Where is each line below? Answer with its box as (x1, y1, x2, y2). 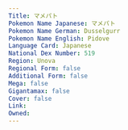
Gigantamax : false (8, 86, 70, 95)
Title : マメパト (8, 11, 59, 20)
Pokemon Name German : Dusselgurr (8, 27, 121, 35)
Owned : (8, 110, 31, 118)
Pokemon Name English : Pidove (8, 34, 110, 43)
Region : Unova (8, 57, 56, 65)
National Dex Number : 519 (8, 49, 95, 57)
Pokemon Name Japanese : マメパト (8, 19, 116, 27)
